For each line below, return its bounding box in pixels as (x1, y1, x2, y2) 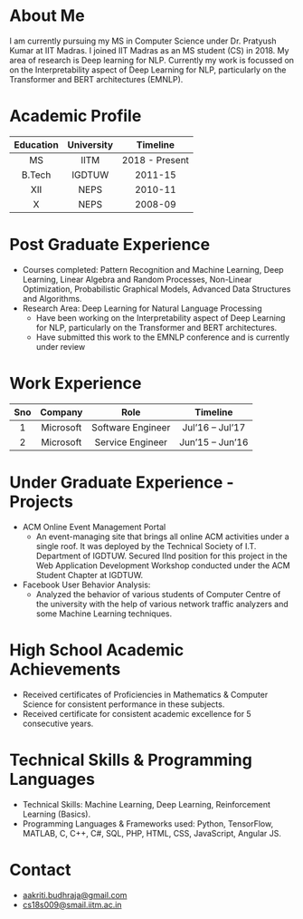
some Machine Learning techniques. (35, 608, 173, 619)
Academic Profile (9, 106, 142, 127)
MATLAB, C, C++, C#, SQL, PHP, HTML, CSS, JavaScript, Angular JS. (22, 827, 282, 838)
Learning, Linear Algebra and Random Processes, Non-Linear (22, 274, 252, 285)
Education (14, 138, 59, 150)
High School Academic (9, 640, 185, 660)
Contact (9, 859, 71, 880)
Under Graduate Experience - (9, 472, 234, 492)
